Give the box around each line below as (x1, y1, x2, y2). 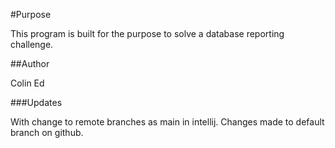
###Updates (10, 97, 63, 108)
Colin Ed (10, 77, 45, 89)
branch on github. (10, 127, 84, 138)
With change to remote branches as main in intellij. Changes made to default (10, 116, 325, 128)
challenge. (10, 39, 54, 50)
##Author (10, 58, 50, 69)
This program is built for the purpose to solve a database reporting (10, 28, 285, 39)
